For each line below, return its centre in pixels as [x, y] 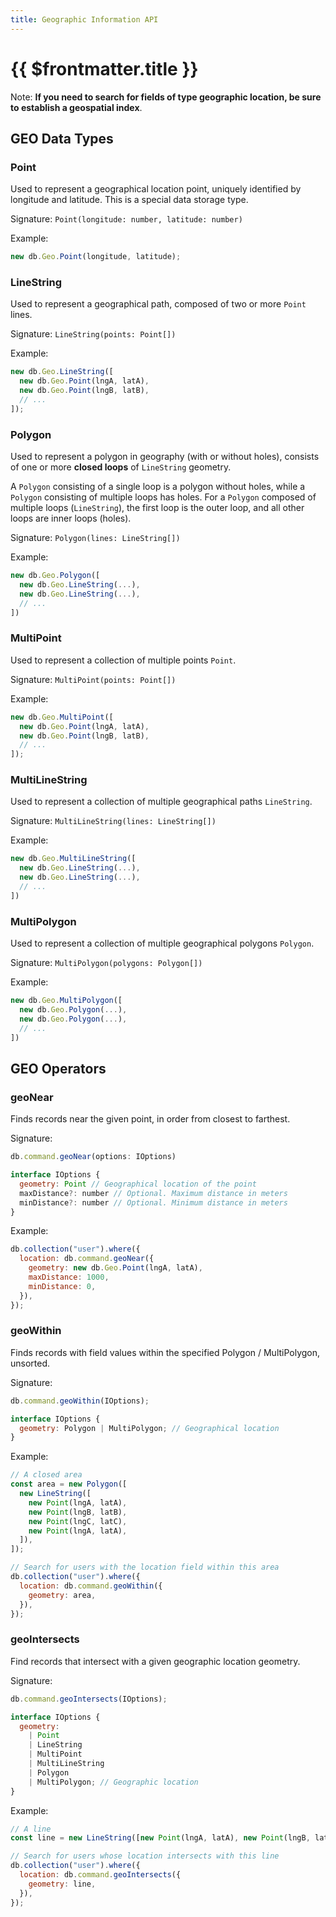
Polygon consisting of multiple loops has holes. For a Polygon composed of [163, 497]
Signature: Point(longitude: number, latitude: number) [126, 219]
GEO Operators [58, 1068]
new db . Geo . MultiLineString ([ [73, 859]
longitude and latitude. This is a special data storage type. [129, 200]
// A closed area [46, 1475]
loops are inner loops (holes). [71, 518]
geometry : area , [62, 1595]
